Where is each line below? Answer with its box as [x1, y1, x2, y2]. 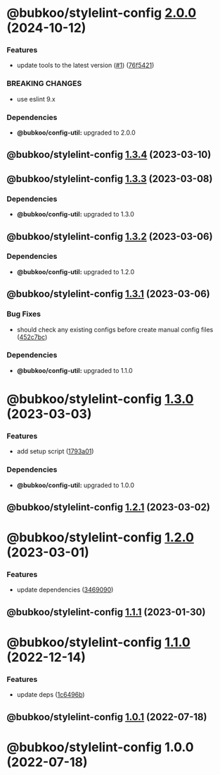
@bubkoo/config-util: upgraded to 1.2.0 [16, 267, 135, 276]
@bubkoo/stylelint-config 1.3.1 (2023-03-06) [6, 288, 210, 300]
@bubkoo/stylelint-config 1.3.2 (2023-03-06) [6, 231, 213, 243]
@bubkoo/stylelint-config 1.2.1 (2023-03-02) [6, 501, 210, 513]
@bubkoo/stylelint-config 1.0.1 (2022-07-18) [6, 711, 207, 723]
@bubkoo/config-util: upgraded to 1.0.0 [16, 481, 135, 489]
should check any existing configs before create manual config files [16, 325, 214, 334]
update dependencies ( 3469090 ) [16, 585, 114, 594]
